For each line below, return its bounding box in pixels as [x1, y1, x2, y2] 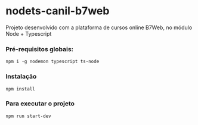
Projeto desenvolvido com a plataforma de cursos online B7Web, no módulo [5, 24, 193, 31]
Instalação [5, 73, 37, 81]
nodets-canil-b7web [5, 4, 110, 18]
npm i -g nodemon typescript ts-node [5, 58, 100, 65]
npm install [5, 86, 35, 92]
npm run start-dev [5, 113, 51, 119]
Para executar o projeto [5, 99, 75, 108]
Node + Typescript [5, 30, 52, 37]
